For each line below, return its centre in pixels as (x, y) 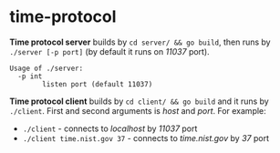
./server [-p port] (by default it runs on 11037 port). (109, 51)
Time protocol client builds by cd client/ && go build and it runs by (139, 101)
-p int (30, 76)
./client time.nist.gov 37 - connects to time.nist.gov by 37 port (145, 138)
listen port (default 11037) (98, 84)
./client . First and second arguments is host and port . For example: (138, 110)
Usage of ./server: (47, 68)
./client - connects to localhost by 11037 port (110, 128)
